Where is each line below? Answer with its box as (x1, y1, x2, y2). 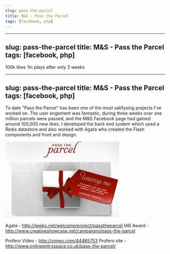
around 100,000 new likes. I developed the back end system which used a (5, 121, 159, 127)
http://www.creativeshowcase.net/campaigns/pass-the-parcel (5, 228, 136, 234)
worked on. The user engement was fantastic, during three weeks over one (5, 110, 162, 116)
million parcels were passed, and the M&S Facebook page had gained (5, 116, 151, 121)
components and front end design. (5, 132, 77, 137)
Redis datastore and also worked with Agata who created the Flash (5, 126, 145, 132)
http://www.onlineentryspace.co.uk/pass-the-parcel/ (5, 243, 116, 249)
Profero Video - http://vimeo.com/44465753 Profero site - (5, 238, 126, 243)
